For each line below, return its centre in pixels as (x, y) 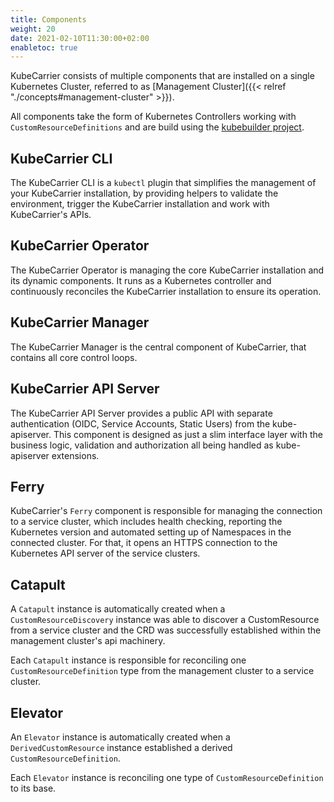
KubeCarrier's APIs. (51, 215)
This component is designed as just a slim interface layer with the (188, 434)
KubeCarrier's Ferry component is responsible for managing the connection (166, 511)
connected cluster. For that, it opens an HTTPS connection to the (144, 543)
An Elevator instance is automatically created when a (120, 737)
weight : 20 (33, 29)
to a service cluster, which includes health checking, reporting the (146, 522)
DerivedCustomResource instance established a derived (121, 747)
